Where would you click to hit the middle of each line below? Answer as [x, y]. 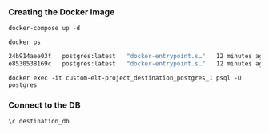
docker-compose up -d [44, 29]
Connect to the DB [44, 104]
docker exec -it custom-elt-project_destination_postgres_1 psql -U [125, 78]
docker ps [25, 42]
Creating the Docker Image [62, 12]
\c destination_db [39, 122]
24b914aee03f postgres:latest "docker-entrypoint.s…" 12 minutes [130, 57]
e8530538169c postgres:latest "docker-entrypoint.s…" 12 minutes [130, 64]
